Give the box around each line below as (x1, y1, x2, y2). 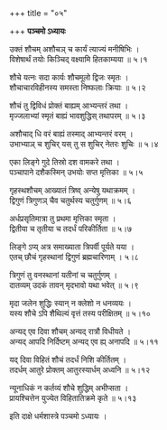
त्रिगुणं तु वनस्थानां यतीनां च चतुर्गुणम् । (9, 270, 118, 280)
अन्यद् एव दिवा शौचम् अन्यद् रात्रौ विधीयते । (9, 326, 131, 337)
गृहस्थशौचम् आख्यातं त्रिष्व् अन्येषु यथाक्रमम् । (9, 185, 135, 195)
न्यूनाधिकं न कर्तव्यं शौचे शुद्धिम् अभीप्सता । (9, 383, 129, 393)
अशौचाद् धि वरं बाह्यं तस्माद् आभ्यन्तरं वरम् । (9, 128, 134, 139)
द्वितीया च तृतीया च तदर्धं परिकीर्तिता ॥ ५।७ (9, 223, 133, 234)
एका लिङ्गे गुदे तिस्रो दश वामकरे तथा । (9, 157, 120, 167)
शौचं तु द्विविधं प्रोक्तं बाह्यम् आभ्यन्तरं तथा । (9, 100, 129, 111)
